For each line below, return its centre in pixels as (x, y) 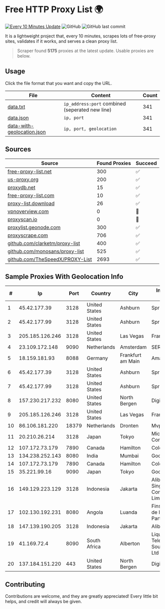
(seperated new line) (88, 110)
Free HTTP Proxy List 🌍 (54, 10)
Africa (94, 547)
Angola (95, 512)
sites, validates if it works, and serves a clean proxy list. (61, 41)
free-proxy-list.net (30, 171)
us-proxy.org (23, 179)
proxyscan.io (23, 219)
